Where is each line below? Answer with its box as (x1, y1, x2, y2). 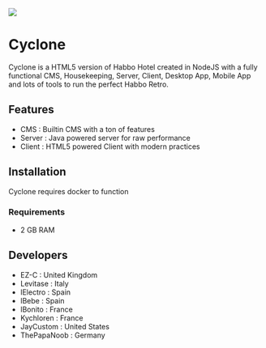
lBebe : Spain (19, 295, 65, 305)
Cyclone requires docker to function (8, 186, 129, 196)
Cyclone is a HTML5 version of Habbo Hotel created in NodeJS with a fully (8, 62, 258, 72)
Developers (8, 248, 68, 262)
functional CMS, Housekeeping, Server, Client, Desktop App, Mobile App (8, 70, 251, 80)
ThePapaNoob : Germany (19, 330, 105, 340)
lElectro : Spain (19, 287, 71, 297)
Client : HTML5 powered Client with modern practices (19, 142, 200, 151)
